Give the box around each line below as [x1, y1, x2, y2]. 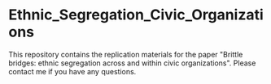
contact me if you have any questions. [8, 66, 137, 76]
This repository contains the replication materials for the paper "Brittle [8, 49, 243, 59]
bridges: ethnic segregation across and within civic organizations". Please [8, 58, 256, 68]
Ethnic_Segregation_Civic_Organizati [8, 6, 264, 24]
